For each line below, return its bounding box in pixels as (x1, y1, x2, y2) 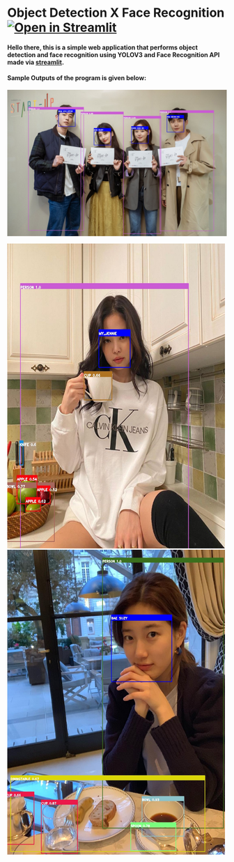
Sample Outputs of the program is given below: (7, 74, 147, 82)
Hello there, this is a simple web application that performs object (7, 43, 198, 52)
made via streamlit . (7, 58, 65, 66)
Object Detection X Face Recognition (7, 5, 225, 21)
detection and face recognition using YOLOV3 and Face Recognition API (7, 50, 220, 59)
